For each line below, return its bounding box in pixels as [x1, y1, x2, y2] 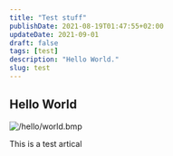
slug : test [9, 64, 51, 73]
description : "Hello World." [9, 55, 120, 64]
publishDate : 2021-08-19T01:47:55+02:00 [9, 22, 165, 31]
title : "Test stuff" [9, 13, 88, 23]
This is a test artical [9, 138, 82, 149]
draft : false [9, 38, 59, 48]
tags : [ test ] [9, 47, 59, 56]
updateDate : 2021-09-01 [9, 30, 100, 39]
